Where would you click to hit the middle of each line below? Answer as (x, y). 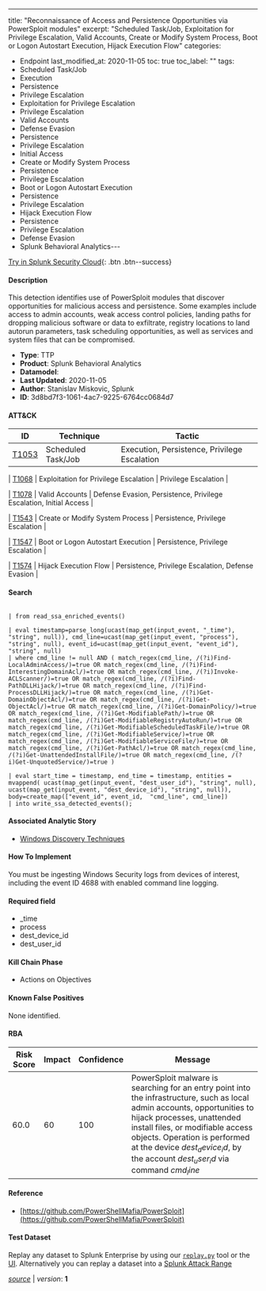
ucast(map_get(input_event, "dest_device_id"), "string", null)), (120, 790)
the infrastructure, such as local (190, 1098)
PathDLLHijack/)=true (44, 686)
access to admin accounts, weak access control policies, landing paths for (130, 315)
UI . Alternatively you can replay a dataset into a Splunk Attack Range (120, 1263)
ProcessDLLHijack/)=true (49, 692)
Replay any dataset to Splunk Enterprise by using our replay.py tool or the (129, 1255)
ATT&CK (23, 415)
